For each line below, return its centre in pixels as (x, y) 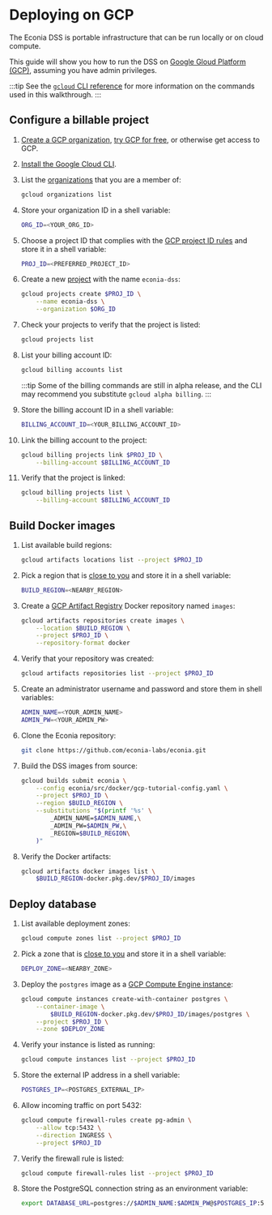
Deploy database (53, 904)
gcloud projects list (57, 340)
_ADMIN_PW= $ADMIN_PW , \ (89, 826)
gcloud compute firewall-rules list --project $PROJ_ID (117, 1173)
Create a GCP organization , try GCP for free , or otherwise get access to (140, 139)
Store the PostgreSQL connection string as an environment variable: (134, 1188)
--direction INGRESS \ (74, 1135)
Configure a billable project (79, 120)
